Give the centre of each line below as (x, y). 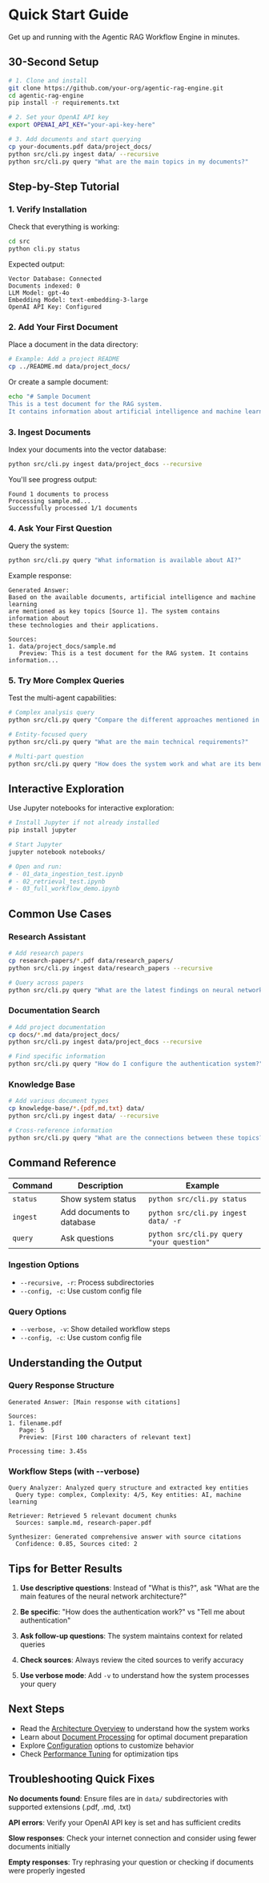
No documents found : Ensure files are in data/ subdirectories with (118, 1798)
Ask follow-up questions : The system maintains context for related (131, 1636)
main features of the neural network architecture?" (103, 1596)
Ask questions (87, 1237)
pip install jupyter (43, 831)
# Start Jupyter (35, 845)
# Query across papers (46, 983)
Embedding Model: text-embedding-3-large (78, 300)
